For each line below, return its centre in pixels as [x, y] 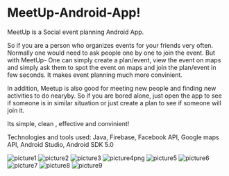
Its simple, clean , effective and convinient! [68, 123]
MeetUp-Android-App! [74, 13]
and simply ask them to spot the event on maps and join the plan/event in [112, 67]
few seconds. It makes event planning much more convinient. [95, 75]
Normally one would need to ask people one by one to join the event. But [111, 53]
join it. [16, 110]
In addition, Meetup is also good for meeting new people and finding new [112, 88]
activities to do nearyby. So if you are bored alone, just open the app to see [114, 96]
